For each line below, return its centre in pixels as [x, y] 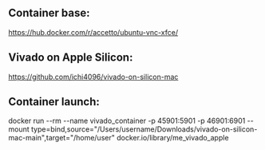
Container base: [49, 13]
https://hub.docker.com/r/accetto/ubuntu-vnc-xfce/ [93, 32]
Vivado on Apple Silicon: [71, 58]
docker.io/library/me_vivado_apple [173, 138]
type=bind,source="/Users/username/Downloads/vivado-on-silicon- [144, 129]
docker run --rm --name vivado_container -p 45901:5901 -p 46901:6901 [127, 121]
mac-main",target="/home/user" [62, 138]
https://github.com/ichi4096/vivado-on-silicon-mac [93, 77]
